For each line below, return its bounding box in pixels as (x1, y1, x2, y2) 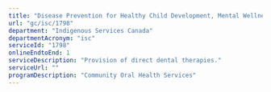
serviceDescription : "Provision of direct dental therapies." (8, 57, 222, 65)
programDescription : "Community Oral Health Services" (8, 71, 197, 79)
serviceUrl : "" (8, 64, 60, 72)
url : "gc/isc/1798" (8, 19, 74, 27)
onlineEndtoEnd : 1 (8, 49, 70, 57)
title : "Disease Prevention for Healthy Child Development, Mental (8, 11, 240, 20)
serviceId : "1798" (8, 42, 70, 50)
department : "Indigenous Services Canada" (8, 26, 153, 34)
